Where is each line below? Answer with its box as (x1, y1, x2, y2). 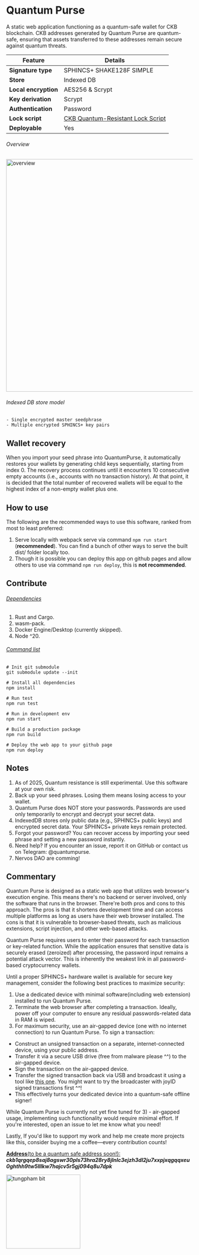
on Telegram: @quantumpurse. (14, 848, 91, 855)
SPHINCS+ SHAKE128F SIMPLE (63, 66, 154, 74)
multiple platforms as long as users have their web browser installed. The (6, 913, 185, 920)
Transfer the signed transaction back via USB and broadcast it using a (14, 1072, 186, 1079)
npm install (6, 685, 36, 691)
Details (104, 56, 126, 64)
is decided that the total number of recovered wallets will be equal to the (6, 479, 183, 486)
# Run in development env (6, 710, 70, 717)
